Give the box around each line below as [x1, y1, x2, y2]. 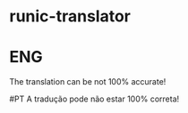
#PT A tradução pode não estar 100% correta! [9, 93, 180, 104]
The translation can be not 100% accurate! [9, 77, 167, 87]
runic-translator [9, 6, 132, 27]
